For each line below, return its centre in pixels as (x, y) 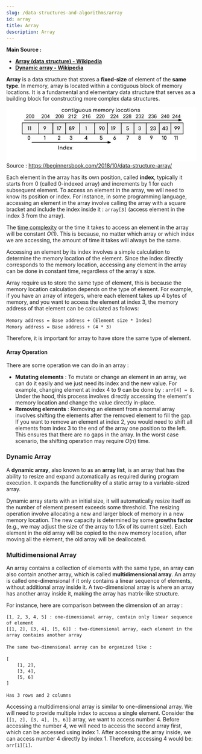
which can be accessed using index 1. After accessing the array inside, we (99, 732)
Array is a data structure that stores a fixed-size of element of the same (96, 80)
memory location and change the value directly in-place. (85, 403)
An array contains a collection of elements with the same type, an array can (100, 568)
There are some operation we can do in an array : (68, 365)
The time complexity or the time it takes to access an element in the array (97, 228)
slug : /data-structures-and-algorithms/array (64, 13)
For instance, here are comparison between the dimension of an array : (94, 605)
